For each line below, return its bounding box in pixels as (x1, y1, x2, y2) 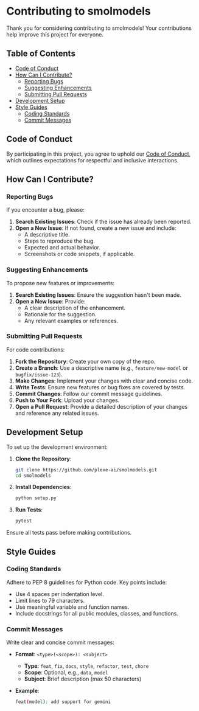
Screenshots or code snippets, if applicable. (24, 251, 135, 258)
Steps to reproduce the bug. (24, 237, 96, 245)
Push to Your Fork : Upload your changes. (15, 397, 120, 404)
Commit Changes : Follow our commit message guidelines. (15, 390, 162, 397)
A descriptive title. (24, 231, 70, 238)
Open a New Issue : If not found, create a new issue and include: (15, 224, 176, 232)
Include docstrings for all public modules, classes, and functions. (15, 609, 178, 617)
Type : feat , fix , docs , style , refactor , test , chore (24, 662, 149, 670)
